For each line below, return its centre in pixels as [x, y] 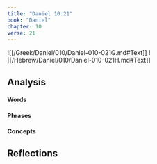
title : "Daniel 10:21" [40, 14]
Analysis [27, 82]
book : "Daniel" [29, 20]
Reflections [33, 153]
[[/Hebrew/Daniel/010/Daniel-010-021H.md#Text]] [79, 60]
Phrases [19, 115]
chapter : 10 [24, 26]
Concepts [22, 131]
